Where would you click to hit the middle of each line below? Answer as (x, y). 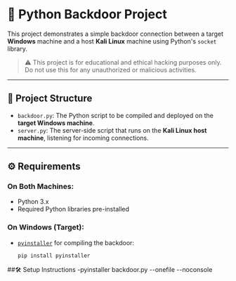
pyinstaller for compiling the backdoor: (76, 242)
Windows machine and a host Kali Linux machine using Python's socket (112, 41)
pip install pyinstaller (54, 256)
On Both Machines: (41, 187)
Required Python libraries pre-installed (73, 209)
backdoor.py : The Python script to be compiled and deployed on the (116, 115)
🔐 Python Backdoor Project (87, 14)
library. (18, 48)
